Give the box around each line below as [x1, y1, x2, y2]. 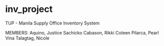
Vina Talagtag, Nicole [5, 35, 49, 41]
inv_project [5, 3, 53, 15]
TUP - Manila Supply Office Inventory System [5, 20, 100, 26]
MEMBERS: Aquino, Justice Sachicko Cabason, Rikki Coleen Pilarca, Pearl [5, 29, 159, 35]
